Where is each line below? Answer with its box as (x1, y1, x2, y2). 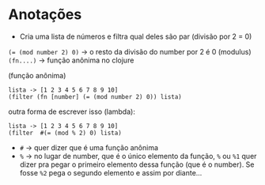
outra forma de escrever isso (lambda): (8, 107, 136, 116)
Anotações (8, 6, 82, 24)
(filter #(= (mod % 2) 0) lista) (8, 129, 123, 137)
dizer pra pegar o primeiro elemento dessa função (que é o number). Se (19, 160, 255, 169)
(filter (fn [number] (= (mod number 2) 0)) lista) (8, 92, 182, 100)
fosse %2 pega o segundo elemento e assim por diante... (19, 168, 203, 177)
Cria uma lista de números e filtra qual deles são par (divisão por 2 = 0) (19, 32, 252, 41)
